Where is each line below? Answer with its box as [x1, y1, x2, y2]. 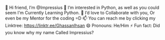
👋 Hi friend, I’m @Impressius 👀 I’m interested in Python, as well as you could [5, 5, 160, 10]
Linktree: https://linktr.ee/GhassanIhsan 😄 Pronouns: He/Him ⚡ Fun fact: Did [5, 22, 160, 28]
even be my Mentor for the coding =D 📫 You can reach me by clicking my [5, 15, 156, 21]
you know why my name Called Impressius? [5, 30, 94, 35]
